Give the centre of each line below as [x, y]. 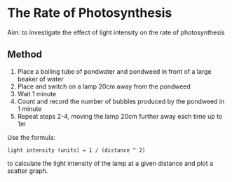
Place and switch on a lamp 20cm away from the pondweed [104, 86]
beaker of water [40, 79]
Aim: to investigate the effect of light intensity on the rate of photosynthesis [116, 32]
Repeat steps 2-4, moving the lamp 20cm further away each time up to [120, 116]
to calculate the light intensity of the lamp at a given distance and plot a [110, 163]
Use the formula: [32, 137]
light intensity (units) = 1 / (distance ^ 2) [76, 150]
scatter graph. [28, 171]
